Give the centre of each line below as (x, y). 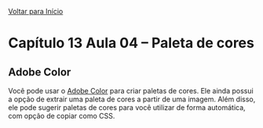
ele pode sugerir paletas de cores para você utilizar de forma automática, (127, 108)
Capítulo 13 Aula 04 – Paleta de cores (131, 43)
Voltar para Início (36, 11)
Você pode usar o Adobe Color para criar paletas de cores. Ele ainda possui (131, 91)
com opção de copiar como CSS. (62, 116)
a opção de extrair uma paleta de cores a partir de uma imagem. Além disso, (132, 99)
